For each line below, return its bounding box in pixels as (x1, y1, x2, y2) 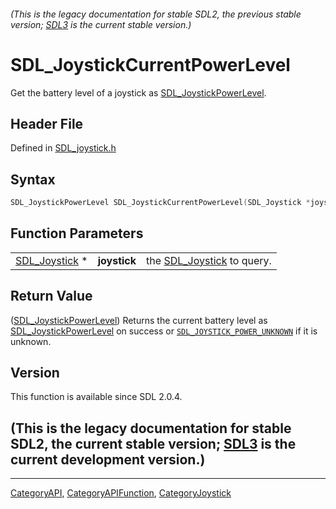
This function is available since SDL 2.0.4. (10, 391, 183, 403)
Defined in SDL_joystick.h (10, 142, 117, 154)
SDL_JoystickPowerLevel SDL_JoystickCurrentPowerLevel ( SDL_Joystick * (10, 198, 311, 208)
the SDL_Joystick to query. (146, 253, 272, 267)
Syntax (10, 171, 56, 188)
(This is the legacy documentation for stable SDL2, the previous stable (10, 8, 302, 20)
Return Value (10, 288, 93, 305)
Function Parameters (10, 225, 144, 242)
